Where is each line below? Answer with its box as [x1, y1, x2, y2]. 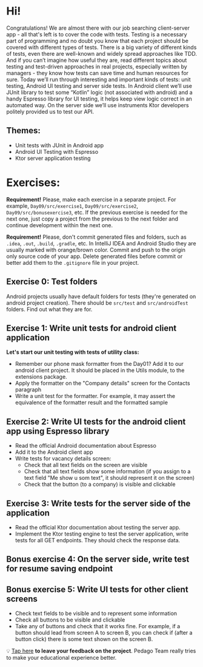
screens [6, 594, 38, 604]
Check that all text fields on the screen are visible [24, 462, 148, 469]
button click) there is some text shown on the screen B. [15, 635, 153, 643]
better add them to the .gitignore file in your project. [6, 259, 139, 266]
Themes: [6, 125, 41, 136]
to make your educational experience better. [6, 654, 117, 662]
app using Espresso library [6, 426, 110, 436]
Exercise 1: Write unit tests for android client [6, 323, 177, 333]
